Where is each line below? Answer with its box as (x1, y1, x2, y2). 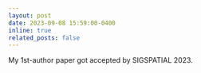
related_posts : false (8, 33, 81, 42)
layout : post (8, 11, 52, 20)
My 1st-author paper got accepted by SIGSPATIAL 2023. (8, 56, 193, 65)
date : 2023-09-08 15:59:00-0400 (8, 19, 116, 27)
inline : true (8, 26, 52, 34)
